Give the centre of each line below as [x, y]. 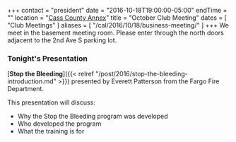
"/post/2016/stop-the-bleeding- [142, 74]
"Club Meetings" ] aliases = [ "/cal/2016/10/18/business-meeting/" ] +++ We [118, 25]
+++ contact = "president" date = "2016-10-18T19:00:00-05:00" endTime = [117, 10]
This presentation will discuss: [51, 102]
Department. [26, 89]
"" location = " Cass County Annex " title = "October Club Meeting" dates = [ [117, 18]
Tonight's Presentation [48, 58]
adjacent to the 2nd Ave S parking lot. [62, 40]
